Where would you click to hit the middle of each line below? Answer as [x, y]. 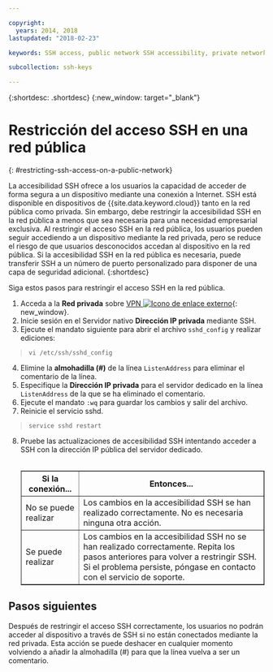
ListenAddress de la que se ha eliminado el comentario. [113, 394]
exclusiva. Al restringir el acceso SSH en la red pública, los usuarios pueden [136, 229]
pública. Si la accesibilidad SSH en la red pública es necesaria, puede [125, 255]
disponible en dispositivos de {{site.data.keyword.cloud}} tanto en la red [129, 203]
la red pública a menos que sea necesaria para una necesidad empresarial [133, 221]
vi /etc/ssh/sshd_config [70, 353]
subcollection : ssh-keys [50, 67]
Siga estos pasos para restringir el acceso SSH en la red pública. [117, 288]
